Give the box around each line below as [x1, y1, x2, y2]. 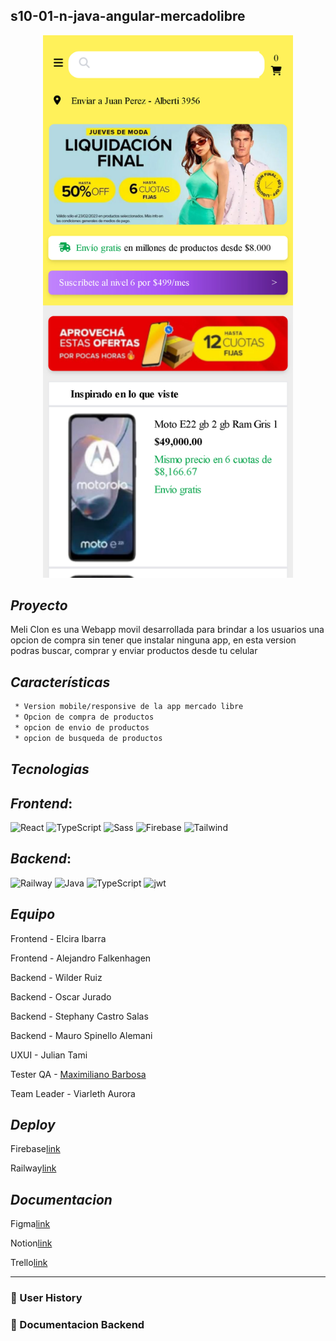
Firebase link [10, 1143, 61, 1155]
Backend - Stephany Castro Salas [10, 1010, 149, 1022]
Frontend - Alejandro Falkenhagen [10, 952, 152, 964]
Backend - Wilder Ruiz [10, 971, 103, 983]
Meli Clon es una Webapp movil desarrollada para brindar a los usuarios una [10, 624, 325, 636]
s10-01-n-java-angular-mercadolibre [10, 8, 246, 25]
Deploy [10, 1116, 56, 1133]
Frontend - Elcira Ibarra [10, 932, 107, 944]
